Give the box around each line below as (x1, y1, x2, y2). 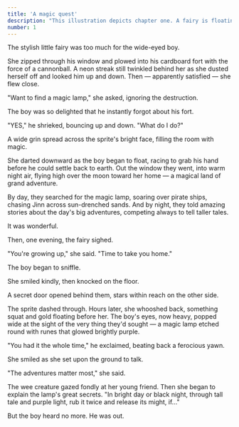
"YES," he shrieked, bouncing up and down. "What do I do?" (7, 121, 184, 130)
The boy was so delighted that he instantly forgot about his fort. (7, 108, 194, 116)
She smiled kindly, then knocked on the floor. (7, 277, 140, 286)
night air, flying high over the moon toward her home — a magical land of (7, 172, 222, 180)
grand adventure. (7, 179, 58, 187)
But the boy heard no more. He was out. (7, 411, 124, 421)
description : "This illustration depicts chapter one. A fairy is (7, 17, 208, 24)
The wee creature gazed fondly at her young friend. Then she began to (7, 383, 216, 391)
